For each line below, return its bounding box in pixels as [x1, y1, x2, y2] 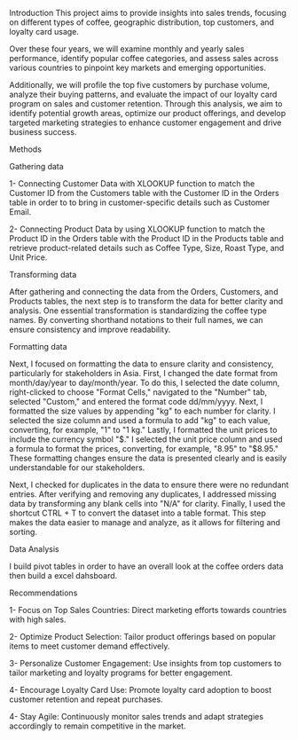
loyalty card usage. [9, 27, 80, 36]
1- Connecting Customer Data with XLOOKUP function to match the [9, 178, 255, 189]
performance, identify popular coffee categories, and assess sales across [9, 53, 279, 63]
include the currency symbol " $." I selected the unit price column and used [9, 434, 283, 445]
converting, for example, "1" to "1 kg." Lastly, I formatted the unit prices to [9, 425, 278, 435]
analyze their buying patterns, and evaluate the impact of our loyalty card [9, 89, 278, 99]
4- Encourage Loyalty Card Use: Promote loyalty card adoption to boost [9, 685, 272, 695]
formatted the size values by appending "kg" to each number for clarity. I [9, 405, 277, 416]
